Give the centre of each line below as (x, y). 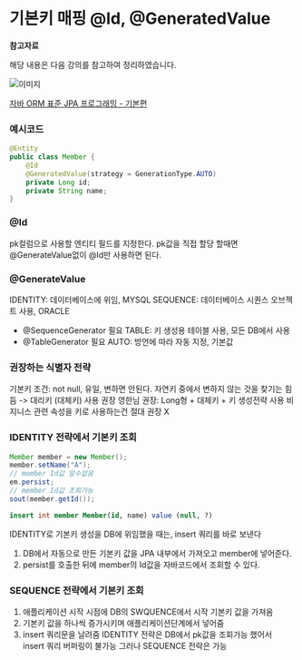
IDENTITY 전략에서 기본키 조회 (73, 438)
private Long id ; (58, 182)
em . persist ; (32, 482)
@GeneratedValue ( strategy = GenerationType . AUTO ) (122, 173)
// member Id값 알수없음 (51, 474)
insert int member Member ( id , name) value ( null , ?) (111, 515)
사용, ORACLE (44, 310)
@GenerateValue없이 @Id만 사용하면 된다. (85, 254)
